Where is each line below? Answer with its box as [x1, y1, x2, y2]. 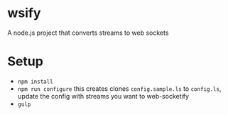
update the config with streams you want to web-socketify [17, 92, 190, 100]
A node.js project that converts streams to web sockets [7, 28, 169, 37]
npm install [17, 78, 53, 85]
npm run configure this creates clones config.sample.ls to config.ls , [17, 84, 222, 93]
